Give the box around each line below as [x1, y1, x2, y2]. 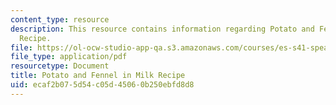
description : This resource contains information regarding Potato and [10, 24, 315, 34]
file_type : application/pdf [10, 52, 128, 62]
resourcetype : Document [10, 61, 110, 71]
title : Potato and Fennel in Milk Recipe [10, 71, 186, 81]
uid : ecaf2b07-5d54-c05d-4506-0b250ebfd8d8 [10, 80, 195, 90]
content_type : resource [10, 14, 110, 25]
